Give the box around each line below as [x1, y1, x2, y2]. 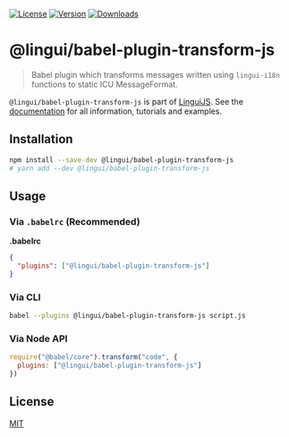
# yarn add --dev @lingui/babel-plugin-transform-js [9, 164, 210, 173]
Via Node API [9, 332, 68, 345]
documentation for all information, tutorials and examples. [9, 106, 222, 116]
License [9, 394, 55, 409]
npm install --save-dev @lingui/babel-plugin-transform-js [9, 155, 234, 165]
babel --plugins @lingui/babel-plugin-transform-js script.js [9, 312, 246, 321]
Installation [9, 132, 73, 147]
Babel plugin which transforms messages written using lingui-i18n [30, 69, 280, 80]
